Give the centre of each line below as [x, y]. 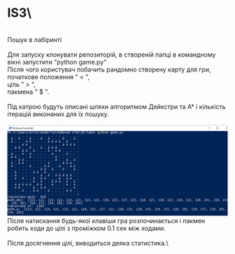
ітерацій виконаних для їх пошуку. [58, 114]
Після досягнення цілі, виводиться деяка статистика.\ [88, 243]
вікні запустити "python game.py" [57, 62]
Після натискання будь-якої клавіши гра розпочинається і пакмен [106, 220]
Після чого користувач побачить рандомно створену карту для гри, [109, 69]
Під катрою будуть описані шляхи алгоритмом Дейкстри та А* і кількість [116, 106]
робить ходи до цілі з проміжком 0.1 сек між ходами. [86, 228]
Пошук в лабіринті [35, 39]
